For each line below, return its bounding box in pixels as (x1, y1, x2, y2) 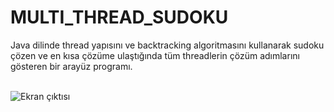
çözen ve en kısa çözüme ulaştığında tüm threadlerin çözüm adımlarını (10, 49, 300, 61)
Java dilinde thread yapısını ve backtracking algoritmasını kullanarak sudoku (10, 39, 325, 51)
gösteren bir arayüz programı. (10, 60, 133, 72)
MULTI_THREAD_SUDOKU (10, 6, 229, 29)
